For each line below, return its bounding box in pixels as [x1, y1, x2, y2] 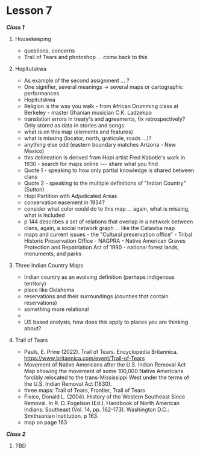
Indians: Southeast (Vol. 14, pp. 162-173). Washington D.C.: [23, 406, 170, 413]
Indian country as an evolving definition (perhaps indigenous [23, 273, 175, 281]
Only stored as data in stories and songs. [23, 121, 126, 129]
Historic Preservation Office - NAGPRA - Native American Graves [23, 237, 186, 245]
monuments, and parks [23, 250, 82, 257]
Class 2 [6, 430, 26, 438]
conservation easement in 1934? [23, 199, 105, 206]
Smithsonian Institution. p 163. [23, 412, 99, 420]
